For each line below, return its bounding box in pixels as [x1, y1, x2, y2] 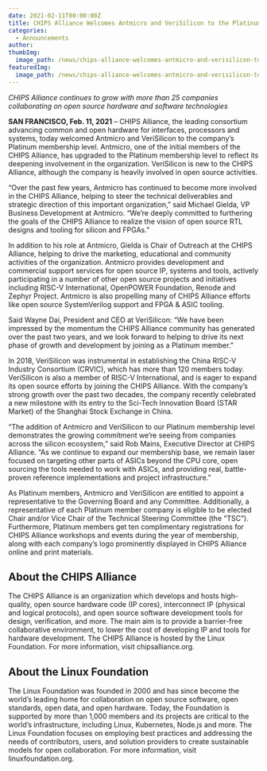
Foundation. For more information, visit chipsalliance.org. [8, 642, 195, 652]
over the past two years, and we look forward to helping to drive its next [8, 332, 244, 341]
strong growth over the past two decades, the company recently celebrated [8, 389, 257, 399]
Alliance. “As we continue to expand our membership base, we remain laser [8, 447, 256, 457]
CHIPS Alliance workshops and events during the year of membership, [8, 530, 239, 539]
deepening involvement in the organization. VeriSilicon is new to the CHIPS [8, 158, 253, 168]
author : [8, 41, 34, 49]
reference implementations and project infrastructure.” [33, 473, 212, 482]
